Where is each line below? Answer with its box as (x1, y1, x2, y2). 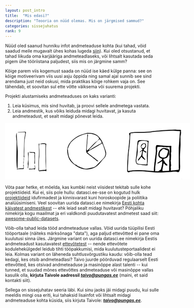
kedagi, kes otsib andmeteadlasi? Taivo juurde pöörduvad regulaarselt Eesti (5, 256, 159, 262)
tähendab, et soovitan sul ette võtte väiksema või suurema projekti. (5, 84, 141, 90)
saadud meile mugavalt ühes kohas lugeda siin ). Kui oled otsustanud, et (5, 48, 151, 54)
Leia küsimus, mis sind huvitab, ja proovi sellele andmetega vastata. (12, 103, 150, 109)
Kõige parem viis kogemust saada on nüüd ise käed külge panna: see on (5, 68, 152, 74)
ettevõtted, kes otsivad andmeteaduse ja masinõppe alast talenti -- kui (5, 261, 148, 268)
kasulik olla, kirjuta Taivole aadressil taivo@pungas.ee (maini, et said (5, 272, 148, 278)
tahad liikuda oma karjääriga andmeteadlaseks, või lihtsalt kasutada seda (5, 53, 153, 59)
